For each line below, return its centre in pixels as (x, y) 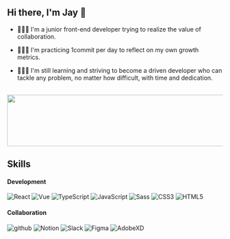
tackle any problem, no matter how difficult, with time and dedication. (115, 78)
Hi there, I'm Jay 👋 (47, 13)
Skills (19, 164)
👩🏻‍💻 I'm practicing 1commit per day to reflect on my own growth (108, 49)
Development (27, 181)
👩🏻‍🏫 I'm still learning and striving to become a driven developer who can (119, 70)
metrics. (29, 57)
